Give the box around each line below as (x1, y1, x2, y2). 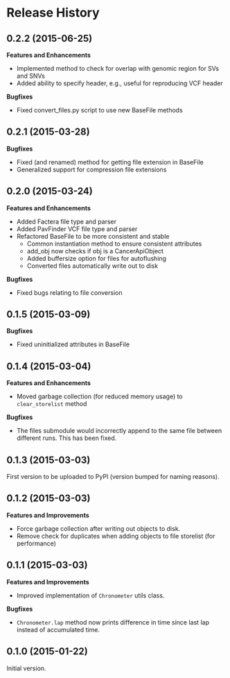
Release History (6, 5, 100, 21)
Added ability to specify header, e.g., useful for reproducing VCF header (16, 79, 223, 87)
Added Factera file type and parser (16, 217, 117, 226)
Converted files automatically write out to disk (26, 262, 159, 270)
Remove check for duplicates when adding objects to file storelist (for (16, 532, 215, 540)
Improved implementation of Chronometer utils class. (16, 591, 165, 600)
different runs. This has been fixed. (16, 434, 117, 442)
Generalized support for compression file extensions (16, 165, 167, 173)
